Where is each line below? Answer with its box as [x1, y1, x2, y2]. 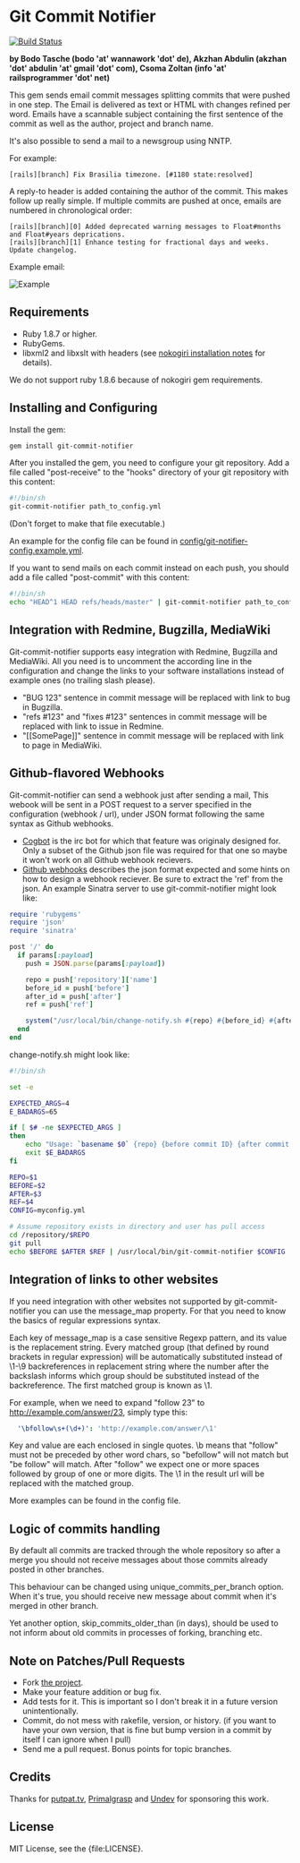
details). [21, 356, 53, 368]
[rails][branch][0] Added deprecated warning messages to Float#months [9, 222, 281, 231]
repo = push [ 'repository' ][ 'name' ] [25, 975, 158, 984]
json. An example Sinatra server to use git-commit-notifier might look [21, 883, 277, 893]
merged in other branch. [9, 1601, 99, 1611]
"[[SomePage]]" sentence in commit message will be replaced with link [21, 730, 284, 740]
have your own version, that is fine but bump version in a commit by [21, 1725, 272, 1735]
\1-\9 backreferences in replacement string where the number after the [9, 1361, 270, 1372]
